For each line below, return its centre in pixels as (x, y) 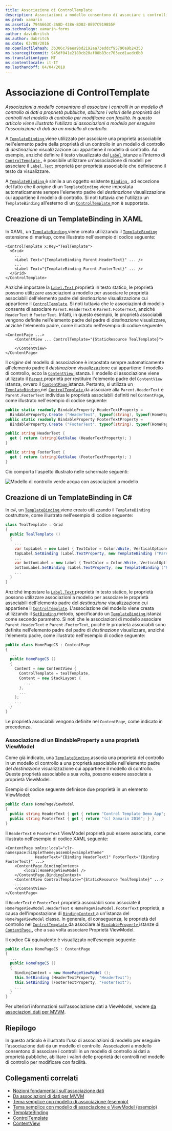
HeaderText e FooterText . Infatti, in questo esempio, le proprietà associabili (84, 314)
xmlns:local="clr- (55, 848)
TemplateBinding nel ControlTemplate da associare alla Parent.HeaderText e (84, 389)
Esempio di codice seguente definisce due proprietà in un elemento (77, 789)
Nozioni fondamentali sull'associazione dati (58, 1090)
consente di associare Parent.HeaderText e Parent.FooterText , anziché (80, 309)
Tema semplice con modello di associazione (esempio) (71, 1101)
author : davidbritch (27, 34)
